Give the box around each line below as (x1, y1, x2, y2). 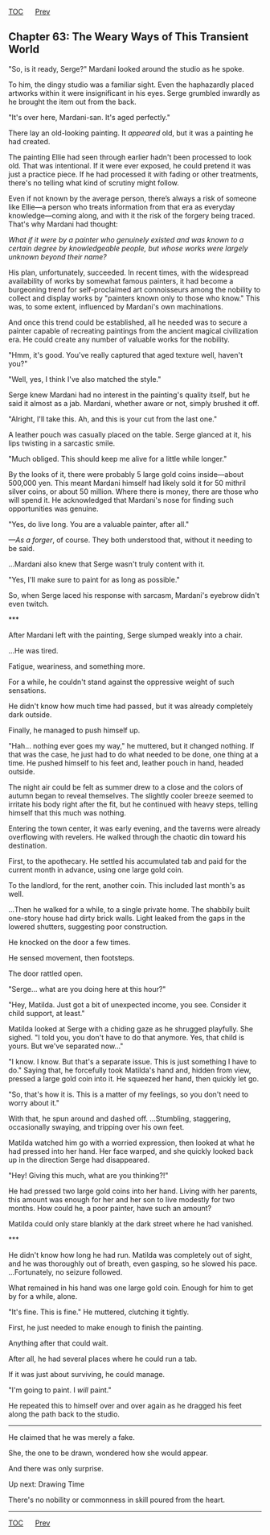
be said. (8, 543, 35, 553)
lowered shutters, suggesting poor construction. (8, 922, 168, 931)
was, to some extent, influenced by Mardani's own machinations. (8, 301, 223, 311)
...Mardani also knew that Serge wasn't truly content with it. (8, 559, 205, 569)
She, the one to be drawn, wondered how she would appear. (8, 1448, 209, 1458)
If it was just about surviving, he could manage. (8, 1369, 166, 1379)
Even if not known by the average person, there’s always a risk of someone (8, 193, 257, 203)
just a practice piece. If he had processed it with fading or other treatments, (8, 169, 259, 179)
